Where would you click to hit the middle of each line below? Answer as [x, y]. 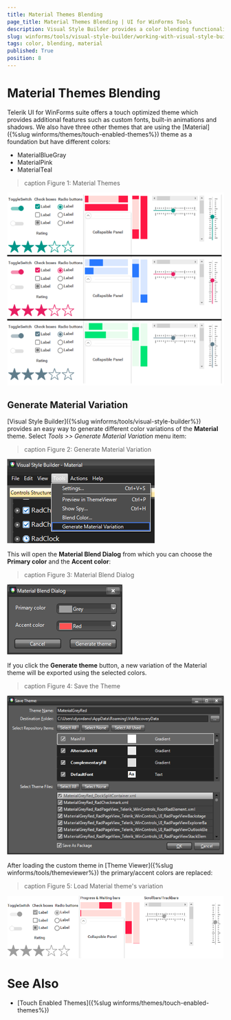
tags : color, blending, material [55, 44]
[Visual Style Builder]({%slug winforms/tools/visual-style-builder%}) [104, 421]
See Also [33, 984]
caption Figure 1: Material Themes [72, 183]
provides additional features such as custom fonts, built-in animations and [112, 119]
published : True [30, 51]
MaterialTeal [35, 170]
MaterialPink [35, 162]
